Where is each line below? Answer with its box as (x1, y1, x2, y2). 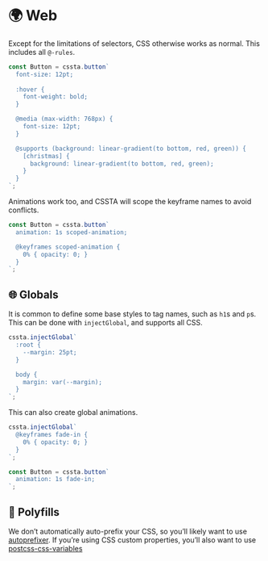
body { (15, 371, 38, 379)
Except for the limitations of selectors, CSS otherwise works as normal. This (8, 38, 260, 48)
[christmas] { (23, 152, 70, 160)
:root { (15, 341, 42, 349)
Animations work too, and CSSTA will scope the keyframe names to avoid (8, 197, 252, 207)
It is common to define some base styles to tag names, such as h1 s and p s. (8, 309, 257, 319)
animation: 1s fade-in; (15, 475, 95, 484)
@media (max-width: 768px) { (15, 115, 113, 124)
